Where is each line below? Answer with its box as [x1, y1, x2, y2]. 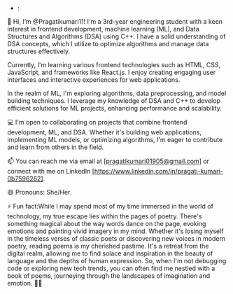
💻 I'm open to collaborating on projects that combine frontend [7, 118, 188, 126]
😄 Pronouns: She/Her [7, 188, 71, 196]
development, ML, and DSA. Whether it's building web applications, [7, 128, 202, 136]
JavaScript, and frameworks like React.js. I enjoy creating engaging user [7, 68, 216, 76]
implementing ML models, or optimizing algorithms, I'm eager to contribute [7, 136, 223, 143]
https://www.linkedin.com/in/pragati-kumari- [94, 167, 224, 175]
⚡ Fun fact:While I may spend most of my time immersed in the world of [7, 202, 213, 210]
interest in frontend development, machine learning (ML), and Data [7, 25, 199, 33]
